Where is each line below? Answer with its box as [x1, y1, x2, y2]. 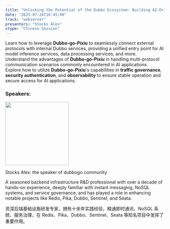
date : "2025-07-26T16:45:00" [5, 12, 67, 17]
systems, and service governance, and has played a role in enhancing [5, 190, 151, 196]
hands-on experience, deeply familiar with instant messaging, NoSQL [5, 185, 150, 191]
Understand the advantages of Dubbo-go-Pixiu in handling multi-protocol [5, 56, 160, 62]
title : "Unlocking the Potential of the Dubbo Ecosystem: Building [5, 7, 151, 13]
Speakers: [5, 90, 31, 98]
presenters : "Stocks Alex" [5, 21, 62, 27]
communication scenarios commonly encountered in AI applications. [5, 62, 148, 68]
